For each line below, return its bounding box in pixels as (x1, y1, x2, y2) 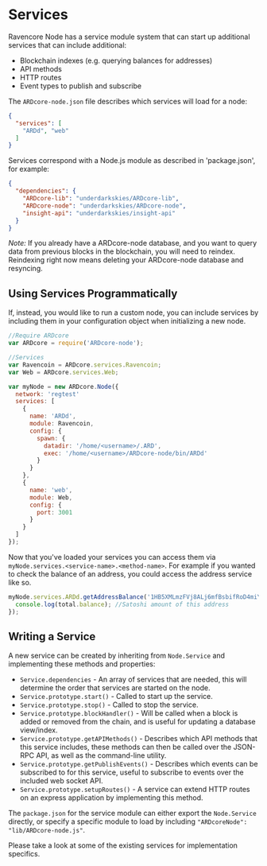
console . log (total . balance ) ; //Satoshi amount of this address (15, 600, 229, 608)
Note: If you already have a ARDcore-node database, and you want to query (8, 239, 257, 248)
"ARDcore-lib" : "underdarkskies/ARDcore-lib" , (22, 195, 180, 203)
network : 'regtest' (15, 390, 80, 398)
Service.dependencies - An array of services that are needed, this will (19, 674, 247, 685)
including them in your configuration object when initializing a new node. (8, 316, 246, 326)
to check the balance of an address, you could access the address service (8, 569, 253, 578)
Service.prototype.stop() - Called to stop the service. (19, 700, 199, 709)
